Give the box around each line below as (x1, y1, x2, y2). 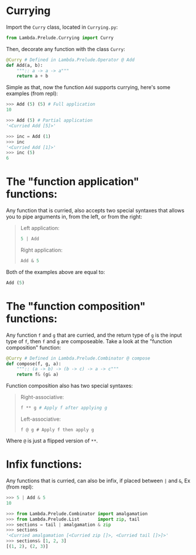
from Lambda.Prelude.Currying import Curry (6, 35, 114, 40)
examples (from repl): (6, 90, 59, 97)
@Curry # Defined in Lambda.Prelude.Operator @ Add (6, 57, 135, 63)
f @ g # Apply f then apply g (20, 427, 95, 433)
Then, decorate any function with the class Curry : (6, 45, 125, 52)
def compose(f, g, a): (6, 361, 61, 367)
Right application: (20, 246, 63, 253)
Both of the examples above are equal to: (6, 268, 105, 275)
